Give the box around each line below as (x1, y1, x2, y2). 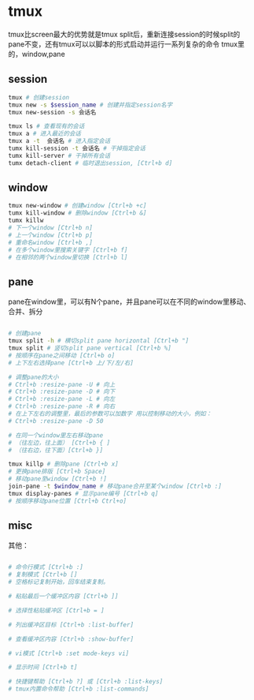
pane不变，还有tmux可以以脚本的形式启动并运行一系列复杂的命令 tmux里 (8, 39, 245, 49)
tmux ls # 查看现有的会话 (8, 122, 85, 130)
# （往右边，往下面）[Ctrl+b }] (8, 446, 104, 454)
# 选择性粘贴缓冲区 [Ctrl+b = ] (8, 606, 105, 614)
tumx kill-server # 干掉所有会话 (8, 152, 111, 159)
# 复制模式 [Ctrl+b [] (8, 571, 78, 578)
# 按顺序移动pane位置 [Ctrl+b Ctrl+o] (8, 496, 127, 505)
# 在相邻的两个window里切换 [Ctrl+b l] (8, 253, 128, 261)
